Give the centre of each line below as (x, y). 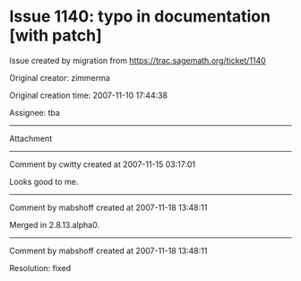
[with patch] (56, 35)
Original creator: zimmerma (60, 77)
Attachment (31, 138)
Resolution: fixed (40, 268)
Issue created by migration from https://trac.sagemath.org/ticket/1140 (138, 60)
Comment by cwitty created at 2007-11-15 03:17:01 (103, 164)
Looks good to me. (44, 181)
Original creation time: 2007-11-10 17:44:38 (89, 95)
